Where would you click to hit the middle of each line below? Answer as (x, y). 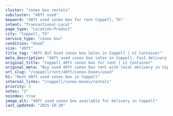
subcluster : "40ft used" (32, 15)
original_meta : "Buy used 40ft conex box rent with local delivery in (83, 67)
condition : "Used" (25, 44)
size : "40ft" (19, 48)
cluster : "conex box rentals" (38, 10)
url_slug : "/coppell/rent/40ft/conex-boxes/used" (60, 72)
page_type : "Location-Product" (39, 29)
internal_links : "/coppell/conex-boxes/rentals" (58, 82)
